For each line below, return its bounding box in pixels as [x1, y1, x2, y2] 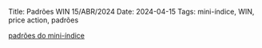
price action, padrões [8, 15, 79, 25]
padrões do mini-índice [8, 31, 85, 40]
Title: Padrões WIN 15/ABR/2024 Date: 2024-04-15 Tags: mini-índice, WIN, [8, 7, 255, 16]
